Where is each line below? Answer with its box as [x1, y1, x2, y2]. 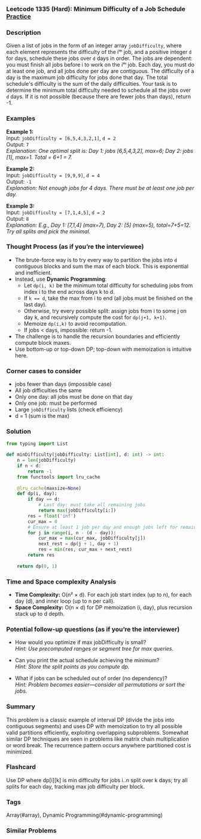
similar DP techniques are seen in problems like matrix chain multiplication [6, 735, 190, 742]
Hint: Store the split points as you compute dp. [14, 663, 130, 670]
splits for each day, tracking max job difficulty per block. [6, 783, 145, 790]
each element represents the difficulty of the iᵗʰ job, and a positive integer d [6, 49, 192, 56]
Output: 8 [6, 215, 29, 222]
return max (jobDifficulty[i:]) [38, 507, 117, 514]
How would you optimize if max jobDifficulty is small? [14, 639, 147, 646]
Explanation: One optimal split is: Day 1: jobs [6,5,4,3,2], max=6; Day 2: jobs [6, 147, 193, 154]
